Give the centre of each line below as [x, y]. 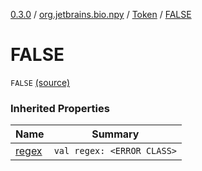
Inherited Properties [60, 108]
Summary [115, 134]
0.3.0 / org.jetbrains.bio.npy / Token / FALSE [101, 14]
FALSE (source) [40, 82]
